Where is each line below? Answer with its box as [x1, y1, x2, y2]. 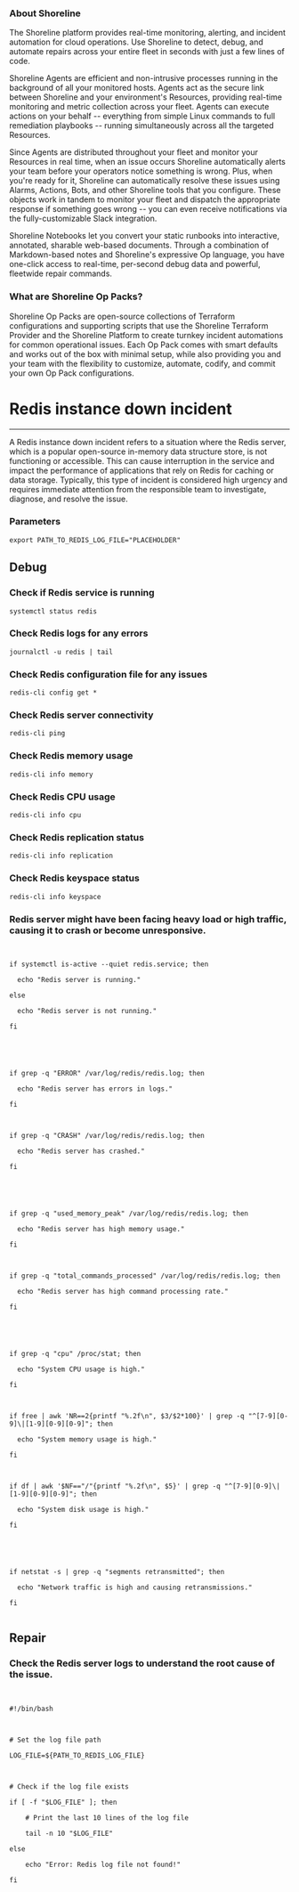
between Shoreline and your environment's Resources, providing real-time [9, 92, 283, 102]
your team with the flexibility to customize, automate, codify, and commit [9, 358, 276, 369]
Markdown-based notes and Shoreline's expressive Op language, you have [9, 249, 285, 260]
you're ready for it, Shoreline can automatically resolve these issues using [9, 175, 280, 186]
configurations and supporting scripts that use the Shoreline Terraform [9, 320, 269, 331]
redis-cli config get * [9, 688, 98, 697]
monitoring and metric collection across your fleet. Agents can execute [9, 102, 270, 112]
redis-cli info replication [9, 851, 114, 861]
